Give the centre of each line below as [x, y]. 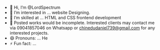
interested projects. [29, 33]
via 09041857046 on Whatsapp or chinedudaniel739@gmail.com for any [82, 28]
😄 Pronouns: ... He [28, 38]
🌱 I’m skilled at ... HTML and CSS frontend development [65, 18]
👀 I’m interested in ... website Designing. [50, 12]
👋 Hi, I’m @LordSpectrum [35, 7]
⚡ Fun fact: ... [23, 44]
